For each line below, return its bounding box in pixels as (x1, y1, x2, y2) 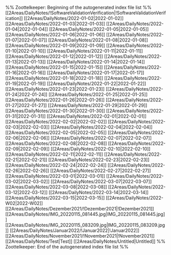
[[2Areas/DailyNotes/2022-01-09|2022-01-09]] (5, 42, 106, 48)
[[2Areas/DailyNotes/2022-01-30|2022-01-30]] (5, 108, 105, 114)
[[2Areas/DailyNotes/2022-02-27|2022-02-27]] (50, 167, 151, 174)
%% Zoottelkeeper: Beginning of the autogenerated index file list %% (5, 5, 152, 10)
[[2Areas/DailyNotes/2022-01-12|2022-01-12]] (5, 53, 103, 59)
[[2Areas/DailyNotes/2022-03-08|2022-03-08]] (5, 184, 107, 190)
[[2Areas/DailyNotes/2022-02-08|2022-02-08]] (5, 140, 107, 146)
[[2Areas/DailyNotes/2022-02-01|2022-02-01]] (46, 113, 147, 119)
